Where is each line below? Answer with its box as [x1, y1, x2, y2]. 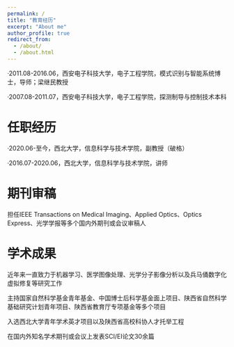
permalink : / [7, 10, 45, 17]
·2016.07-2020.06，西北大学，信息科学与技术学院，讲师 [7, 158, 169, 167]
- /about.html [13, 49, 54, 56]
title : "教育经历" [7, 17, 57, 24]
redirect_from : [7, 36, 52, 43]
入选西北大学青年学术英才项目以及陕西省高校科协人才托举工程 [7, 317, 185, 325]
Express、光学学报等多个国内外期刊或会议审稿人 [7, 219, 146, 227]
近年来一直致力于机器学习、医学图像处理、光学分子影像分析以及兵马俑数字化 [7, 270, 227, 279]
